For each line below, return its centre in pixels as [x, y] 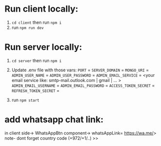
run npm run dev [28, 27]
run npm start [25, 100]
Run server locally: [43, 47]
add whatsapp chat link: [54, 120]
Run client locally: [41, 9]
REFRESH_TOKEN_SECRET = [36, 90]
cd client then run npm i [36, 22]
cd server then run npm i [36, 60]
